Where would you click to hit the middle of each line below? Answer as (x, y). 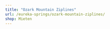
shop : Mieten (19, 19)
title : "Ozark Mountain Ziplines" (41, 10)
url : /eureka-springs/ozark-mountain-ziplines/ (55, 14)
